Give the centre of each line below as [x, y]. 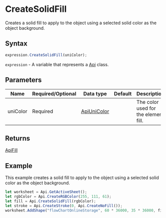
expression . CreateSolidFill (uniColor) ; [46, 55]
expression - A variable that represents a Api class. [57, 64]
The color [148, 102]
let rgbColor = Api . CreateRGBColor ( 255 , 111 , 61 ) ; [58, 196]
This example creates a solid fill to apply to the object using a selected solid [82, 178]
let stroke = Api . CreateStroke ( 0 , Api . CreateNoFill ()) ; [64, 206]
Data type [95, 94]
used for [146, 108]
